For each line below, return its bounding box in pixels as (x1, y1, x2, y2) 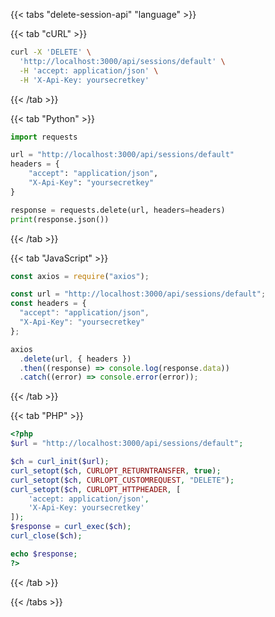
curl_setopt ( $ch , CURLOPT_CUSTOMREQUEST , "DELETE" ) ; (10, 475, 235, 485)
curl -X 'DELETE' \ (10, 47, 92, 57)
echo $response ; (10, 549, 78, 559)
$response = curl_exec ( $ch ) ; (10, 522, 132, 532)
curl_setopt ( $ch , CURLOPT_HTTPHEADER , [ (10, 484, 182, 494)
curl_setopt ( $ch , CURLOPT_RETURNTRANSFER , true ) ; (10, 465, 222, 476)
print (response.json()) (10, 214, 110, 224)
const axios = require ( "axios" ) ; (10, 271, 150, 281)
